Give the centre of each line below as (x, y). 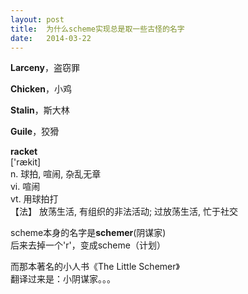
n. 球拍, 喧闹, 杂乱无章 (56, 174)
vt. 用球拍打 (34, 199)
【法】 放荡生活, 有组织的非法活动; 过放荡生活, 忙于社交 (124, 212)
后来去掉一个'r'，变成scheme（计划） (88, 245)
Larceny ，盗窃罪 (45, 68)
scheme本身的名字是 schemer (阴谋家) (88, 233)
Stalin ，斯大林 (40, 110)
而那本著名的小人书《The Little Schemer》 (95, 267)
